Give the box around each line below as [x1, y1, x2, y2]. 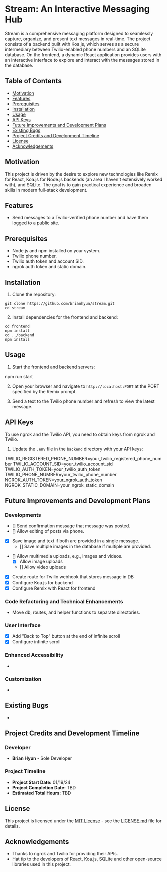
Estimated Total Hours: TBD [12, 790, 71, 796]
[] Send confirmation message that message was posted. [12, 523, 131, 529]
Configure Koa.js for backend [12, 579, 73, 585]
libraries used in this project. [12, 861, 71, 867]
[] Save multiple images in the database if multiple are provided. [19, 543, 151, 550]
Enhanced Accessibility [5, 652, 64, 659]
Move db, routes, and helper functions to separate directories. [12, 609, 141, 615]
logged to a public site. [12, 220, 60, 226]
